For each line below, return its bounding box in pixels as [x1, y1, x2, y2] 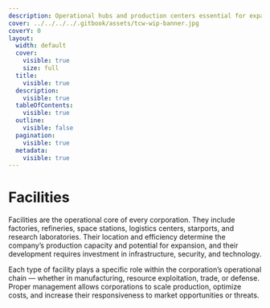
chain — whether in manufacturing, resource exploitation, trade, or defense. [8, 273, 260, 283]
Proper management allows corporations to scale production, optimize [8, 282, 242, 292]
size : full [22, 64, 59, 72]
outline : [15, 117, 45, 125]
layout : [8, 34, 35, 43]
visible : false [22, 124, 74, 132]
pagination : [15, 131, 56, 139]
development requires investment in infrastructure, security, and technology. [8, 249, 262, 259]
